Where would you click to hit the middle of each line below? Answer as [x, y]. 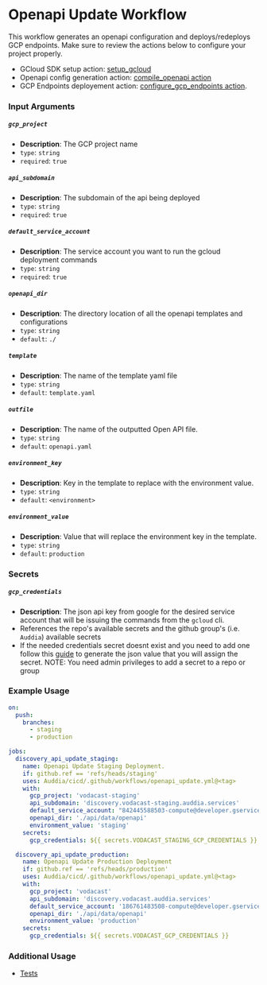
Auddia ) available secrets [60, 637]
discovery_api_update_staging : [67, 759]
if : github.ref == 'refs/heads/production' [96, 869]
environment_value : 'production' [85, 921]
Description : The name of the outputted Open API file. [109, 429]
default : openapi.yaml [56, 446]
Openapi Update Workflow [98, 15]
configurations [44, 322]
